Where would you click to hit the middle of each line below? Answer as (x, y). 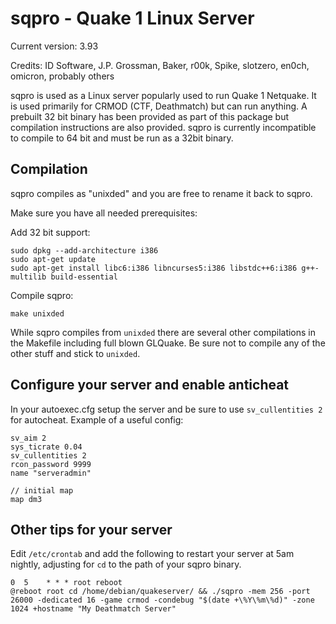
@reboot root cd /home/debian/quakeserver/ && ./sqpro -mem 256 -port (160, 592)
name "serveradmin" (51, 473)
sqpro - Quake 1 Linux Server (132, 18)
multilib (28, 277)
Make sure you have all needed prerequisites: (104, 213)
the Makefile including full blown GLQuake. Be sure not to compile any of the (168, 343)
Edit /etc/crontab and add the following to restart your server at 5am (152, 554)
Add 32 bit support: (50, 232)
